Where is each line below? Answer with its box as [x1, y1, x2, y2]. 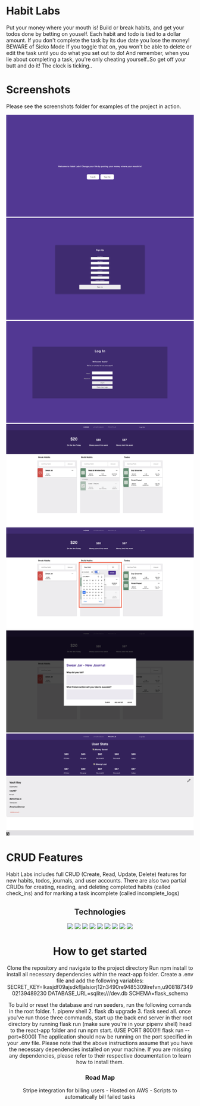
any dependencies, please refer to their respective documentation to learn [8, 1052, 192, 1059]
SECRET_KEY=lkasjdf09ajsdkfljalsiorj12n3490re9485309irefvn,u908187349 [7, 983, 193, 990]
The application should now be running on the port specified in [37, 1033, 192, 1040]
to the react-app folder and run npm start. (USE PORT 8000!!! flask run [10, 1027, 184, 1034]
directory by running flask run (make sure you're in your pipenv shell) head [8, 1020, 192, 1027]
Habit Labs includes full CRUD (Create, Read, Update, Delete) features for [6, 871, 187, 878]
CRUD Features [6, 851, 83, 865]
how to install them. [76, 1058, 124, 1065]
